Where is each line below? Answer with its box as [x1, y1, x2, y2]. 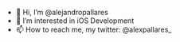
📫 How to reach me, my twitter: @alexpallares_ [15, 25, 172, 34]
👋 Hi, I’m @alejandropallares [15, 8, 109, 17]
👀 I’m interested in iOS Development [15, 16, 135, 25]
